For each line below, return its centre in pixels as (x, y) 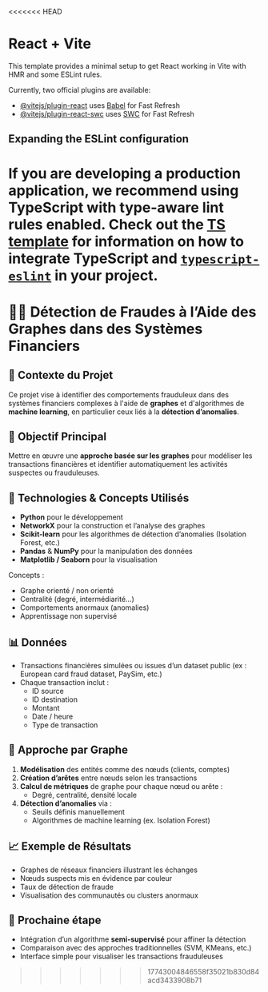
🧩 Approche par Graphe (68, 750)
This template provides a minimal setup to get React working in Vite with (127, 66)
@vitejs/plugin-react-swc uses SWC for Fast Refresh (107, 114)
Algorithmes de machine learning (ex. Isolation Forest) (121, 820)
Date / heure (52, 716)
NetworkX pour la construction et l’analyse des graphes (112, 526)
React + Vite (50, 44)
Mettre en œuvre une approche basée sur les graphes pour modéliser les (131, 456)
